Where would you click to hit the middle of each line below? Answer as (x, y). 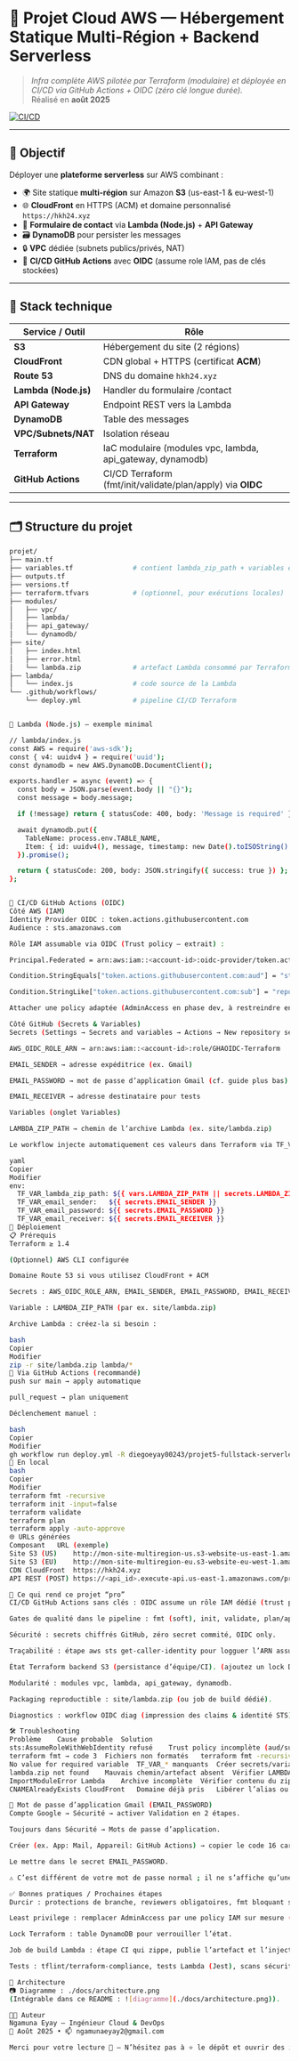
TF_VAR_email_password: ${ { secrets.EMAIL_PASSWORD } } (121, 1211)
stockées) (40, 270)
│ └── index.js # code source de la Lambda (123, 684)
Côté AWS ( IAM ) (37, 911)
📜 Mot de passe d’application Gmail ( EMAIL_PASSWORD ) (111, 1806)
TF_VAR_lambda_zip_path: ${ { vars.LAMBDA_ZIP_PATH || (119, 1194)
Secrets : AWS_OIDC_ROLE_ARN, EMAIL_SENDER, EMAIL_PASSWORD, (125, 1292)
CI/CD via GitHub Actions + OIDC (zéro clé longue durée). (137, 90)
